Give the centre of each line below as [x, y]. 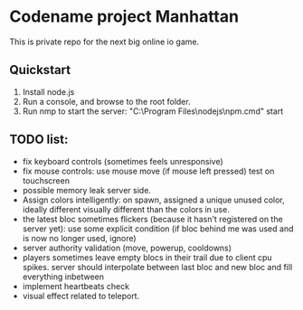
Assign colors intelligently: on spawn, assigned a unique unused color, [153, 200]
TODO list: [39, 140]
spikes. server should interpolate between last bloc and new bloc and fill [157, 267]
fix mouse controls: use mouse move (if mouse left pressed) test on [148, 171]
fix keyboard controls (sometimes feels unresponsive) [123, 161]
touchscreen [46, 180]
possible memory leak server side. [87, 190]
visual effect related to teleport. [81, 296]
